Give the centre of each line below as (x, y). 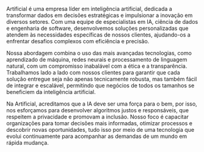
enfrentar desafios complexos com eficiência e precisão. (78, 41)
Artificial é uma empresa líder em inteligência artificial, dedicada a (89, 9)
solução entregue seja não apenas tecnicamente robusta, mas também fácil (102, 79)
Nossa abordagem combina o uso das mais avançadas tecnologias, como (99, 53)
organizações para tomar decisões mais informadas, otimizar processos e (99, 123)
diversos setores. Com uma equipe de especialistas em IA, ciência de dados (102, 22)
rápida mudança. (27, 143)
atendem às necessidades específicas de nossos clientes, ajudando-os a (98, 35)
